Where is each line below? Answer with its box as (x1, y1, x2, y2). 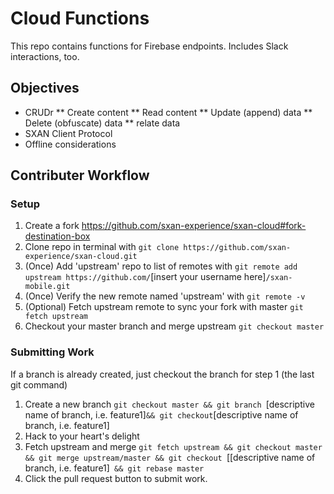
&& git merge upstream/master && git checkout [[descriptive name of (24, 451, 316, 463)
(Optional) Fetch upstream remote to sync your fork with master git (24, 301, 304, 313)
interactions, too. (10, 50, 80, 62)
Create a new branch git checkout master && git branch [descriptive (24, 398, 315, 410)
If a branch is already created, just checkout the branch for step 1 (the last (10, 368, 315, 380)
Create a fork (24, 220, 80, 232)
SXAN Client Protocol (24, 127, 113, 139)
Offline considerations (24, 138, 117, 150)
